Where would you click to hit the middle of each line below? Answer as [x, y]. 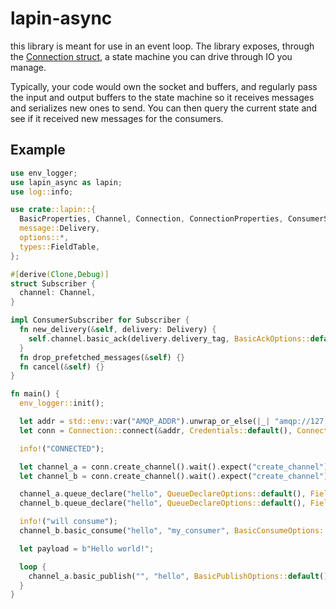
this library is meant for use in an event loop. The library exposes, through [162, 46]
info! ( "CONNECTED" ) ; [62, 448]
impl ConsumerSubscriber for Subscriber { [100, 320]
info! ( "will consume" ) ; [68, 522]
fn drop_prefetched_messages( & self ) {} [102, 357]
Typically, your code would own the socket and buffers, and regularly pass [164, 86]
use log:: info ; [42, 192]
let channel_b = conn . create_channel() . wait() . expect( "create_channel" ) [174, 476]
